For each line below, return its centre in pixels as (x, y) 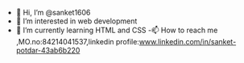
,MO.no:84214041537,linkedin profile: (77, 42)
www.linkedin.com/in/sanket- (188, 42)
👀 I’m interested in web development (77, 21)
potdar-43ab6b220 (48, 50)
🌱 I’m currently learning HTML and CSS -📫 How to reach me (117, 30)
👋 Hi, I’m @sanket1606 (53, 13)
